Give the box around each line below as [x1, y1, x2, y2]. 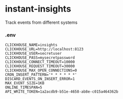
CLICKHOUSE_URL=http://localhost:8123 [5, 47, 84, 52]
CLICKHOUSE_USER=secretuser [5, 51, 62, 56]
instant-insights [5, 3, 71, 15]
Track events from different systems [5, 19, 78, 25]
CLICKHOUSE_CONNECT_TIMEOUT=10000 [5, 60, 75, 65]
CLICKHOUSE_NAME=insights [5, 43, 57, 48]
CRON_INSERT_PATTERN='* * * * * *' [5, 72, 77, 77]
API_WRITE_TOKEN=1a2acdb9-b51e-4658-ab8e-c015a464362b [5, 89, 119, 94]
